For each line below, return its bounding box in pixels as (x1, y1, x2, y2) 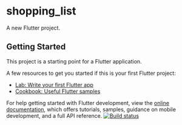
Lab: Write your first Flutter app (15, 81, 94, 88)
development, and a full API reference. (6, 112, 103, 119)
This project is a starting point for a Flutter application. (6, 57, 142, 65)
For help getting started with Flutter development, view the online (6, 99, 170, 106)
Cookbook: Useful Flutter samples (15, 88, 101, 95)
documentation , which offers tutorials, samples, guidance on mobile (6, 106, 176, 113)
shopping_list (6, 4, 76, 18)
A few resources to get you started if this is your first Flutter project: (6, 69, 176, 77)
